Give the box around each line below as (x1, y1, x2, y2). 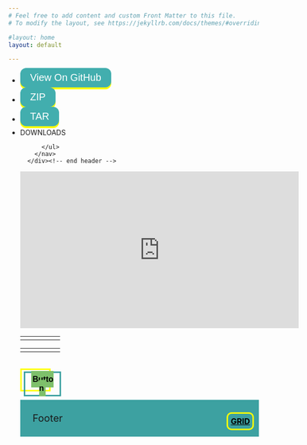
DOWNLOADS (19, 128, 66, 138)
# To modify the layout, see (8, 19, 105, 27)
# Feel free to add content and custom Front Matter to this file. (8, 11, 237, 20)
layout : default (8, 41, 62, 49)
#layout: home (8, 33, 56, 41)
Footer (32, 412, 64, 425)
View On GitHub (29, 72, 102, 84)
